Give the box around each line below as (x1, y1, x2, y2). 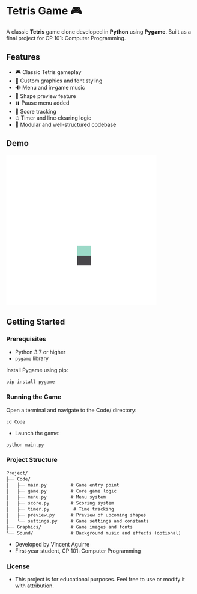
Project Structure (6, 456, 58, 464)
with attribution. (14, 582, 54, 589)
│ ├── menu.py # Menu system (6, 494, 106, 500)
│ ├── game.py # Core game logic (6, 488, 117, 494)
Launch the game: (14, 429, 60, 436)
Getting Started (6, 316, 65, 327)
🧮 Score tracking (14, 108, 57, 115)
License (6, 562, 30, 571)
